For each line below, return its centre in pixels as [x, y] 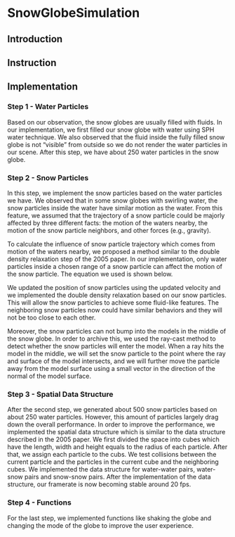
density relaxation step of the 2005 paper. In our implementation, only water [117, 259]
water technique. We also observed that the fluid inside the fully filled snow [116, 137]
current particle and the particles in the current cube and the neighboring [113, 462]
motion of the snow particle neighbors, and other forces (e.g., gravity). [109, 230]
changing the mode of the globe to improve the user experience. [101, 525]
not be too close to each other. [52, 317]
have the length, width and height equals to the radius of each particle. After [117, 447]
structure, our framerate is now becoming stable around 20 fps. [99, 484]
